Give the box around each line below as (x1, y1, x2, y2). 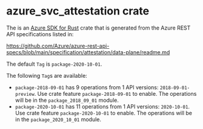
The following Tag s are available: (6, 72, 88, 79)
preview (15, 91, 35, 97)
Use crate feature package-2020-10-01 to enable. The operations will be (15, 109, 193, 116)
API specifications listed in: (6, 30, 74, 37)
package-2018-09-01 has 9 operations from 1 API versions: (15, 83, 159, 91)
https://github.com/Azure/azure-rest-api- (6, 42, 110, 49)
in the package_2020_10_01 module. (15, 116, 102, 123)
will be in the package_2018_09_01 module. (15, 96, 119, 104)
